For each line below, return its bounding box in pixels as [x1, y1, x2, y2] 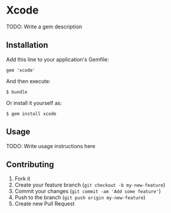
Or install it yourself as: [6, 99, 62, 106]
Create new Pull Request [14, 200, 75, 207]
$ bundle [6, 89, 28, 95]
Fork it [14, 175, 31, 182]
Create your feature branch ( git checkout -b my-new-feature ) [14, 181, 166, 189]
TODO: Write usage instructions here [6, 142, 96, 149]
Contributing [6, 159, 54, 169]
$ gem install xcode [6, 110, 57, 117]
